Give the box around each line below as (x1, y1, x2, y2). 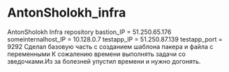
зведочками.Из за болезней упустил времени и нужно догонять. (7, 57, 201, 65)
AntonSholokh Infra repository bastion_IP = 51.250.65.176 (7, 28, 172, 36)
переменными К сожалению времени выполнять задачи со (7, 50, 186, 58)
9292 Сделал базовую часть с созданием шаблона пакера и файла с (7, 42, 214, 51)
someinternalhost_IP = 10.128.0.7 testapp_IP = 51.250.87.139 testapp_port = (7, 35, 223, 43)
